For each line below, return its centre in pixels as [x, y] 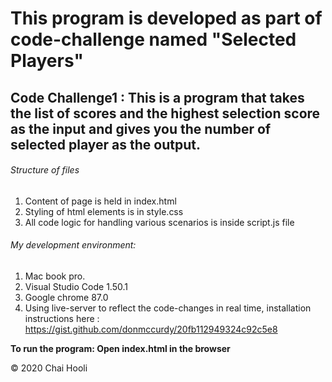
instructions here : [62, 318]
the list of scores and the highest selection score [165, 113]
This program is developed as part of [166, 18]
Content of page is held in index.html [100, 201]
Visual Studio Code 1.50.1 [76, 286]
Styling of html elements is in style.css [104, 211]
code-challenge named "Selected [153, 39]
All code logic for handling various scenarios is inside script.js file [159, 222]
